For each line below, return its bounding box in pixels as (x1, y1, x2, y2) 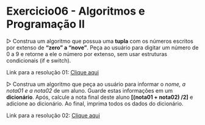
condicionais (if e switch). (6, 57, 71, 64)
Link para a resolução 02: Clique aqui (6, 112, 101, 119)
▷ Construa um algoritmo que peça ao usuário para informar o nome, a (6, 80, 186, 88)
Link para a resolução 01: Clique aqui (6, 68, 99, 76)
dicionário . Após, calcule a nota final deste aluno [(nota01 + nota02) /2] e (6, 93, 193, 101)
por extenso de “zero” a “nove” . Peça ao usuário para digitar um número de (6, 44, 199, 51)
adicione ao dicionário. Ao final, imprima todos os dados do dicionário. (6, 99, 184, 107)
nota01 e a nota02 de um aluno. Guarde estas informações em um (6, 87, 173, 94)
